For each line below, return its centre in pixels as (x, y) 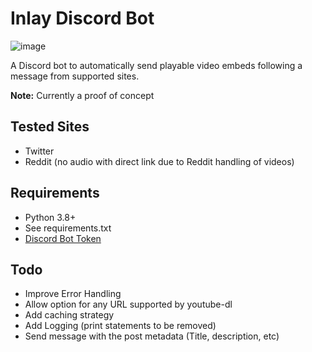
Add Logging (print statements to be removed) (120, 326)
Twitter (39, 151)
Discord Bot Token (63, 238)
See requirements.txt (68, 228)
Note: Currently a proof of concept (82, 95)
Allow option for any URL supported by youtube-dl (128, 304)
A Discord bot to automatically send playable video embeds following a (156, 65)
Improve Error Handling (73, 294)
